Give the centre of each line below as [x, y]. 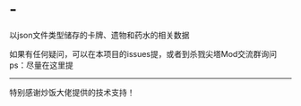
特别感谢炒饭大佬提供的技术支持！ [72, 92]
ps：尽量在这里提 [41, 65]
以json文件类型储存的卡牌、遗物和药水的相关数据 [99, 35]
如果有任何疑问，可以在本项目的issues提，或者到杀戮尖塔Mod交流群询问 [143, 53]
